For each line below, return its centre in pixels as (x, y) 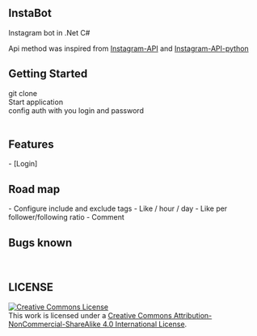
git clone (23, 93)
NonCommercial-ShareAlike (55, 324)
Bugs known (40, 243)
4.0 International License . (145, 324)
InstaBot (30, 13)
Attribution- (193, 315)
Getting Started (48, 74)
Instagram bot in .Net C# (49, 32)
